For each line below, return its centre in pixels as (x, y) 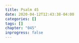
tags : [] (14, 23)
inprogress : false (24, 33)
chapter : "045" (21, 28)
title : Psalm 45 (22, 10)
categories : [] (21, 19)
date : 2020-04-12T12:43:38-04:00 (40, 14)
